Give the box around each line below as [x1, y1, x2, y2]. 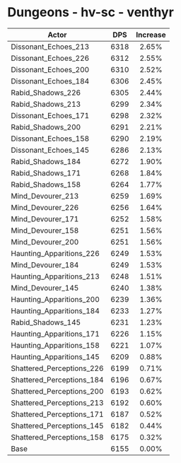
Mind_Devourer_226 [11, 202, 79, 212]
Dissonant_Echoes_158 [11, 134, 90, 143]
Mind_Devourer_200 [11, 237, 79, 247]
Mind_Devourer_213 [11, 191, 79, 201]
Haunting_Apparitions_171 [11, 329, 100, 339]
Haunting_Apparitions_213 [11, 271, 100, 281]
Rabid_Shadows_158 [11, 180, 81, 189]
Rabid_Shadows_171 [11, 168, 81, 177]
